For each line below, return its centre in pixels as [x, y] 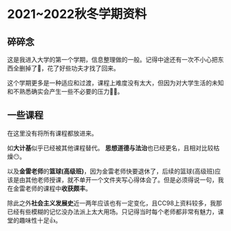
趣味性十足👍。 [40, 220]
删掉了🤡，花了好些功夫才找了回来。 [69, 68]
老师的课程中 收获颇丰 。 [58, 188]
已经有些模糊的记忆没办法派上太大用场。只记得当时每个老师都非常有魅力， [112, 212]
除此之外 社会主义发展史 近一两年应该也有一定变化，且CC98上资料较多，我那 [114, 203]
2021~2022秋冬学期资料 [77, 14]
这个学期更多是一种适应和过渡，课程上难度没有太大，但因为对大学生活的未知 [115, 83]
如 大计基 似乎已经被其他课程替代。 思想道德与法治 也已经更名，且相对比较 [110, 148]
